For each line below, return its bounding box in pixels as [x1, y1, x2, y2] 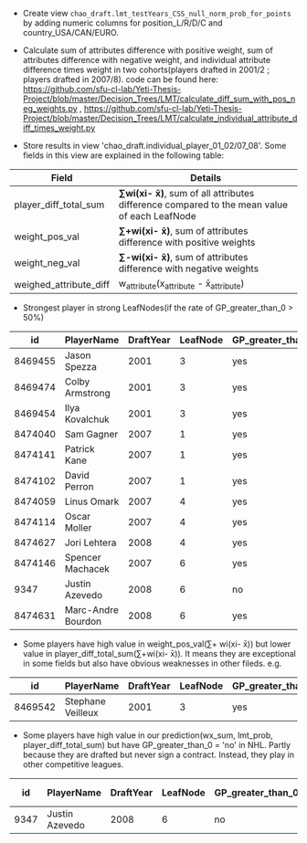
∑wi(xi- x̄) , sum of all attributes [118, 187, 255, 199]
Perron [64, 480, 94, 493]
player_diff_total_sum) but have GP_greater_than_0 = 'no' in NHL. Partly [22, 740, 291, 751]
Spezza [64, 361, 98, 374]
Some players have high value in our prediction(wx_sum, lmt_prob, [22, 730, 274, 741]
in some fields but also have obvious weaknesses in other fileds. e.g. [22, 658, 282, 669]
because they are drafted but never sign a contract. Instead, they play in [22, 749, 295, 761]
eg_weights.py [22, 103, 78, 113]
